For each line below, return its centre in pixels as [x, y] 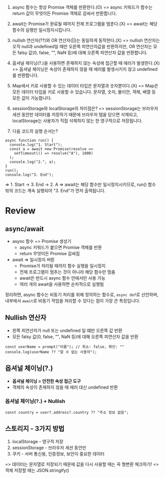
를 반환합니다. [26, 75]
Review [20, 211]
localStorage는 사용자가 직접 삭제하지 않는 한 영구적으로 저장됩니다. [77, 121]
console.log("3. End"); [29, 175]
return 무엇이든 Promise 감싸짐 [50, 253]
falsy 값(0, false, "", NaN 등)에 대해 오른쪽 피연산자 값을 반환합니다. [82, 53]
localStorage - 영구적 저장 [38, 441]
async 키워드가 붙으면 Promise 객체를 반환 [61, 247]
